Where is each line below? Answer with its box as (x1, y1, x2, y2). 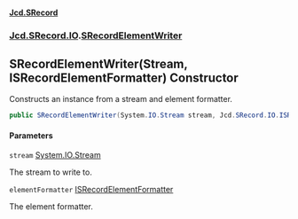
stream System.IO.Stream (9, 150, 101, 160)
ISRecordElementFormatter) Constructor (9, 70, 239, 85)
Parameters (9, 129, 53, 141)
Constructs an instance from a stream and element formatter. (9, 94, 233, 105)
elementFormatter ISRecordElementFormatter (9, 184, 174, 195)
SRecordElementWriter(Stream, (9, 56, 188, 71)
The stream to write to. (9, 167, 93, 177)
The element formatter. (9, 201, 93, 212)
